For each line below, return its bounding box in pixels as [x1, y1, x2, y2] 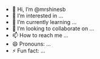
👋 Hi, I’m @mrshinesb [12, 6, 66, 13]
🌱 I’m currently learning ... [12, 19, 77, 25]
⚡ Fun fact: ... [12, 47, 45, 54]
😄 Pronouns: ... [12, 40, 52, 48]
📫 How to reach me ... [12, 32, 68, 39]
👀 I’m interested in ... [12, 12, 64, 19]
